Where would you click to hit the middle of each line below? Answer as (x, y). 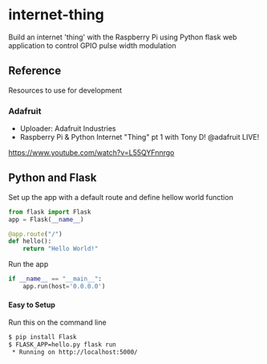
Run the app (28, 264)
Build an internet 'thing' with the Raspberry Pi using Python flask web (123, 37)
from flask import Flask (50, 212)
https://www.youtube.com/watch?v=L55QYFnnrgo (91, 153)
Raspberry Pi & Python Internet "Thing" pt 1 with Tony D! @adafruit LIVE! (140, 137)
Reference (35, 71)
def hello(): (30, 241)
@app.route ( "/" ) (35, 234)
